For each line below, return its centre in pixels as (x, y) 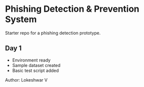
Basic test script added (36, 70)
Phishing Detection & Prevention (72, 9)
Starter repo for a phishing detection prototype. (53, 33)
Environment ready (31, 60)
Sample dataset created (36, 65)
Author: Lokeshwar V (26, 80)
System (21, 19)
